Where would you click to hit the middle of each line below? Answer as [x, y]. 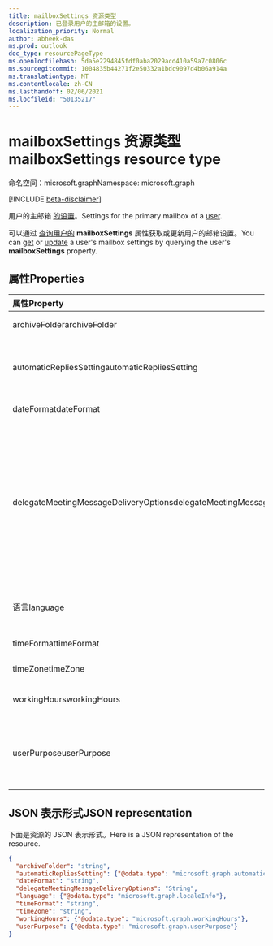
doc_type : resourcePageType [56, 54]
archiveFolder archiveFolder [65, 324]
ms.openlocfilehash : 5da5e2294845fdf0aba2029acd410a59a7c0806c [118, 62]
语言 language [39, 607]
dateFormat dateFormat [56, 409]
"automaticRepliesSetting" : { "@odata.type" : [92, 874]
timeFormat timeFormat [56, 644]
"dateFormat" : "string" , [58, 881]
